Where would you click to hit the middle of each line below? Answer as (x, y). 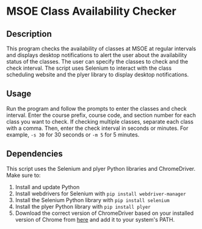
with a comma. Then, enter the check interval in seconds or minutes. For (97, 128)
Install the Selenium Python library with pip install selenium (92, 200)
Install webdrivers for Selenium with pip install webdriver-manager (100, 193)
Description (29, 34)
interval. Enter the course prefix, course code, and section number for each (101, 115)
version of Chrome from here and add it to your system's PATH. (95, 219)
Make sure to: (23, 175)
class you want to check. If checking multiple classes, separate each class (100, 121)
